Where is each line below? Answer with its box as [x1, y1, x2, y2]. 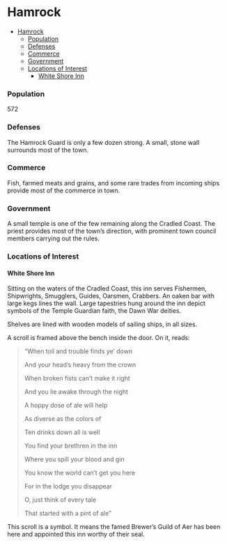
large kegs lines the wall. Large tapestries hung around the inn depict [7, 299, 205, 307]
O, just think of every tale [24, 496, 97, 504]
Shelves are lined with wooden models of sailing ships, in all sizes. [7, 320, 198, 328]
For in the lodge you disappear [24, 482, 113, 491]
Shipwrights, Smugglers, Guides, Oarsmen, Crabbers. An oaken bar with [7, 292, 214, 300]
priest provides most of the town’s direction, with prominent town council [7, 227, 217, 236]
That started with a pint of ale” [24, 509, 111, 518]
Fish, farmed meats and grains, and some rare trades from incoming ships [7, 178, 220, 187]
